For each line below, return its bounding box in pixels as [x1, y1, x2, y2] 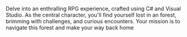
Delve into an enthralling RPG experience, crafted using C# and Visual [5, 5, 181, 12]
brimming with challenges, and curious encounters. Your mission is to [5, 18, 180, 24]
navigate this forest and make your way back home [5, 24, 134, 31]
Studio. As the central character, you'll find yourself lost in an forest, [5, 11, 177, 18]
